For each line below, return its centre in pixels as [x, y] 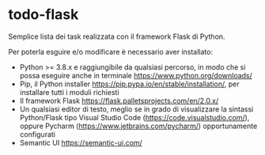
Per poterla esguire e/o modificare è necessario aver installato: [111, 51]
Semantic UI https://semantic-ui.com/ [81, 142]
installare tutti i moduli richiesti [70, 92]
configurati [37, 134]
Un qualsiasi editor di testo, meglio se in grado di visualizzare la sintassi [136, 109]
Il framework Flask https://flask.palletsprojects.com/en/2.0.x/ [119, 100]
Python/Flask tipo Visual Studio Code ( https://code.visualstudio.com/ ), [134, 117]
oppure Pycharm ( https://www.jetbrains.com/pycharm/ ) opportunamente [138, 126]
